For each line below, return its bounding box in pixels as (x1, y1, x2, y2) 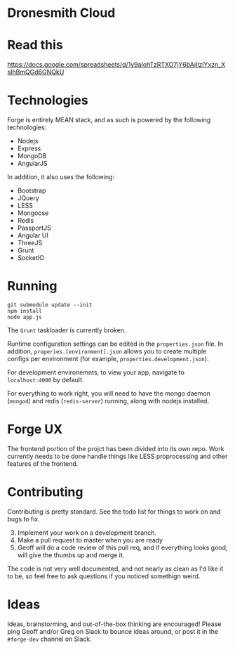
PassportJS (17, 223, 51, 233)
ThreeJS (17, 239, 43, 247)
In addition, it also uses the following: (7, 173, 114, 181)
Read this (7, 37, 63, 53)
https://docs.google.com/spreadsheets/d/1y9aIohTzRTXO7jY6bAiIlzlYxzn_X (7, 60, 226, 69)
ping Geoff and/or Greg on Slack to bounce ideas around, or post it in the (7, 627, 219, 635)
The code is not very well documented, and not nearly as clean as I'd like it (7, 564, 224, 573)
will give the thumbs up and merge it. (17, 550, 125, 559)
